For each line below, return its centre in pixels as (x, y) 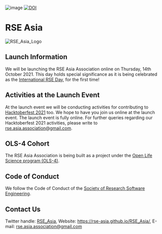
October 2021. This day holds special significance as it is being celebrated (81, 74)
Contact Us (23, 209)
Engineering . (18, 194)
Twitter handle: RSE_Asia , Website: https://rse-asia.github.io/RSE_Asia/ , (78, 221)
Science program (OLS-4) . (32, 161)
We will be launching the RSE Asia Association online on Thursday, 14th (78, 69)
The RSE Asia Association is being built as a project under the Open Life (79, 156)
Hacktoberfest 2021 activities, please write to (51, 123)
